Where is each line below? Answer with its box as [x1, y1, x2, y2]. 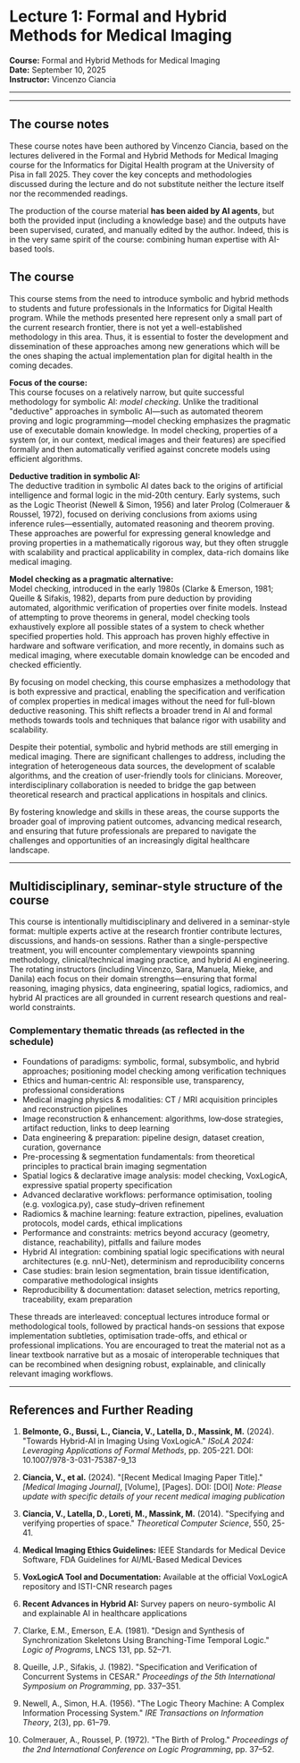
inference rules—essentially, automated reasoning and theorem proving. [9, 518, 275, 529]
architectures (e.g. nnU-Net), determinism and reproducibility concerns [21, 1255, 286, 1266]
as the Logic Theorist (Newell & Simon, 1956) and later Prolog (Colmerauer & [9, 499, 290, 509]
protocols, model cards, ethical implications [21, 1218, 183, 1228]
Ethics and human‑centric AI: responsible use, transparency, [21, 1074, 245, 1085]
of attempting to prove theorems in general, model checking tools [9, 612, 250, 622]
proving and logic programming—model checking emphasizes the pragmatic [9, 415, 291, 426]
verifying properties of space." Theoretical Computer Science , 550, [21, 1518, 271, 1528]
